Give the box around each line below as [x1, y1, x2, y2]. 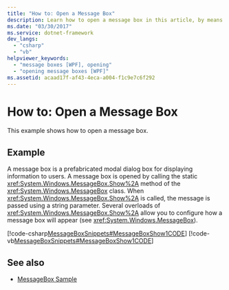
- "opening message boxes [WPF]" [13, 68, 109, 74]
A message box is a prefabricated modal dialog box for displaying [7, 165, 193, 173]
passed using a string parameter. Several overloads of [7, 201, 161, 210]
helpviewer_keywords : [7, 55, 69, 62]
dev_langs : [7, 36, 39, 43]
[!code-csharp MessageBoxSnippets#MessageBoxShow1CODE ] [7, 229, 188, 238]
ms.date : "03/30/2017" [7, 23, 72, 30]
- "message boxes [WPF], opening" [13, 61, 112, 68]
